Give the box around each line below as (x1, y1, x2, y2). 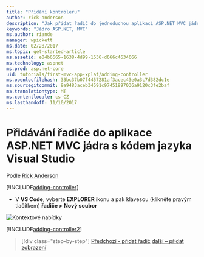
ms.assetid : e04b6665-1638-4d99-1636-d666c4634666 (6, 54, 137, 60)
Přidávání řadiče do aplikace (6, 125, 152, 139)
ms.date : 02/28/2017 (6, 43, 59, 49)
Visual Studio (6, 152, 75, 165)
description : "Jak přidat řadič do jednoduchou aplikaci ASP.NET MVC (6, 20, 186, 26)
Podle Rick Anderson (6, 172, 59, 179)
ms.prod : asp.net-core (6, 65, 64, 72)
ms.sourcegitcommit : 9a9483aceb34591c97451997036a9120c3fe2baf (6, 83, 170, 89)
